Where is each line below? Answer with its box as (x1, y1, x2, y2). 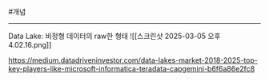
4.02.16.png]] (8, 40, 52, 49)
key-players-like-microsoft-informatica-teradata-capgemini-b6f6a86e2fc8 (8, 64, 255, 73)
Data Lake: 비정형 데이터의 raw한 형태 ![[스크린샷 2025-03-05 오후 (8, 31, 221, 40)
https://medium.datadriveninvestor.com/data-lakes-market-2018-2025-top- (8, 56, 259, 65)
